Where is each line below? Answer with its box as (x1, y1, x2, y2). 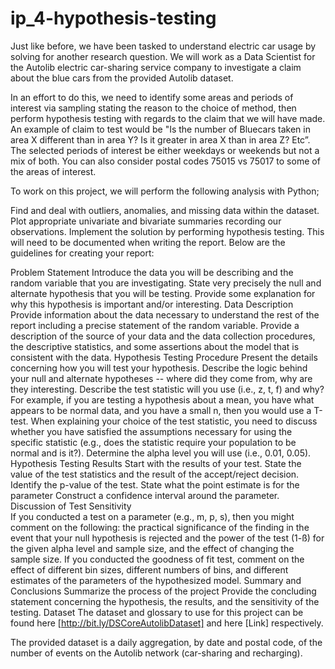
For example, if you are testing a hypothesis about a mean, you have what (10, 393, 315, 406)
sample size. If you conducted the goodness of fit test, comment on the (10, 553, 305, 565)
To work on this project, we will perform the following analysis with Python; (10, 185, 320, 197)
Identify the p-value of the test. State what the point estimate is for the (10, 478, 300, 491)
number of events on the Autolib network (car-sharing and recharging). (10, 647, 303, 659)
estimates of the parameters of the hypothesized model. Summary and (10, 574, 302, 586)
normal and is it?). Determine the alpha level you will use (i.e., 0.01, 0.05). (10, 447, 312, 459)
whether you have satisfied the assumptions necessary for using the (10, 425, 293, 437)
